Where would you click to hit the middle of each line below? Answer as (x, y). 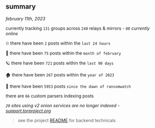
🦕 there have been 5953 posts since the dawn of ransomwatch (68, 86)
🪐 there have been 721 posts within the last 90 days (60, 63)
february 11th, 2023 (26, 18)
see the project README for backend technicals (67, 120)
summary (21, 7)
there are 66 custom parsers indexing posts (50, 96)
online (12, 33)
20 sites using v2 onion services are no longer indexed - (63, 105)
